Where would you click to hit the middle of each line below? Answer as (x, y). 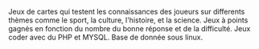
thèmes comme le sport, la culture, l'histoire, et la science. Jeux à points (128, 20)
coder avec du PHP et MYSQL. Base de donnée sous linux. (106, 37)
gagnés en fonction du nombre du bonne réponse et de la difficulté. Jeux (129, 29)
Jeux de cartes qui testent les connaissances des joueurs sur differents (127, 12)
